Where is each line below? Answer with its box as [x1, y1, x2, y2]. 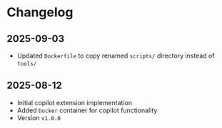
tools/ [16, 60, 37, 68]
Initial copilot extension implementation [16, 98, 133, 107]
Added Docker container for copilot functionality [16, 106, 158, 114]
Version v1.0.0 [16, 113, 61, 122]
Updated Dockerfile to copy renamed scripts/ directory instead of [16, 51, 215, 60]
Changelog [6, 4, 74, 21]
